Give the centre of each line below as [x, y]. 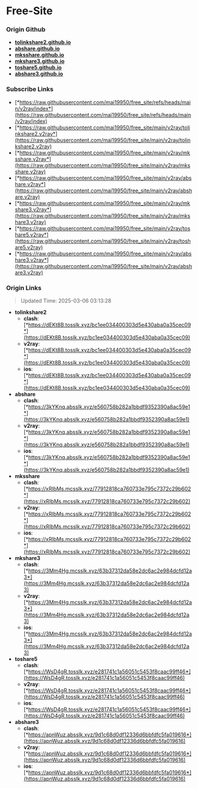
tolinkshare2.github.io [43, 42]
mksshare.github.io [39, 55]
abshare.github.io [37, 49]
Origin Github [26, 30]
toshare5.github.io [38, 68]
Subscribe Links [30, 89]
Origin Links [24, 288]
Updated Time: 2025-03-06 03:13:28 [66, 301]
